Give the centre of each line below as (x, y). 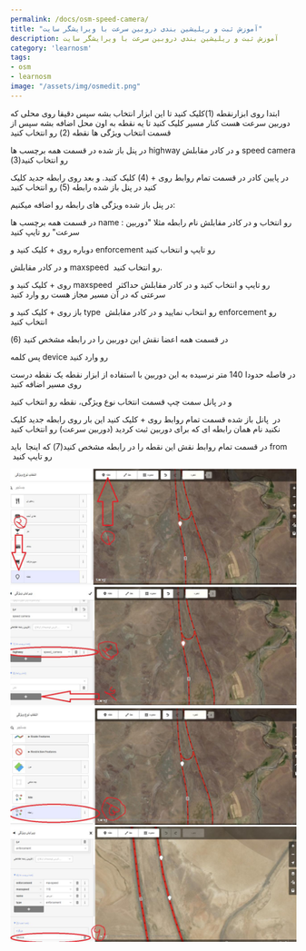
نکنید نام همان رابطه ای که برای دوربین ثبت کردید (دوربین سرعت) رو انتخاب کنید (145, 429)
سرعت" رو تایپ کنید (45, 232)
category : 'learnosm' (51, 48)
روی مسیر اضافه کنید (46, 384)
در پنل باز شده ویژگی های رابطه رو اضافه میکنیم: (93, 204)
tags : (20, 58)
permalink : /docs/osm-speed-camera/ (79, 19)
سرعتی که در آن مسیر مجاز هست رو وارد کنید (88, 294)
